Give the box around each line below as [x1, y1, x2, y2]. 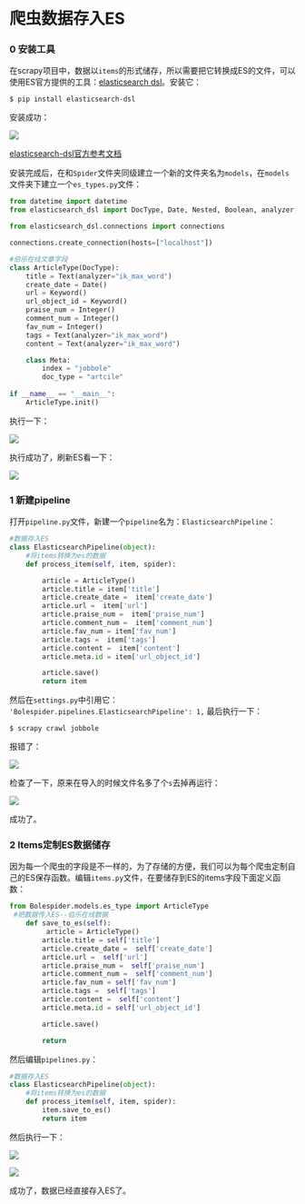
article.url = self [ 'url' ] [42, 952, 148, 961]
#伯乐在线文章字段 [9, 254, 68, 264]
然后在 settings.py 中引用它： [9, 694, 118, 705]
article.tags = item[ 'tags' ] [42, 635, 156, 644]
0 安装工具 [9, 43, 56, 55]
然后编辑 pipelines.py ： [9, 1053, 98, 1064]
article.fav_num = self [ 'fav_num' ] [42, 978, 177, 987]
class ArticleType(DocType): [9, 263, 120, 273]
